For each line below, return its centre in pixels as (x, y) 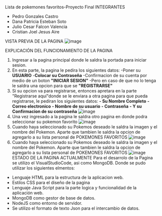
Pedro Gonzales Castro (35, 16)
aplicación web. (28, 193)
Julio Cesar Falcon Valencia (40, 27)
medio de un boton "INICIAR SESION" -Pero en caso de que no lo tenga (84, 80)
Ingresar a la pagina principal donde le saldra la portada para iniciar (79, 60)
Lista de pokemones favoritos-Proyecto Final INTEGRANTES (65, 7)
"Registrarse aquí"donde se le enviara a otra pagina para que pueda (80, 96)
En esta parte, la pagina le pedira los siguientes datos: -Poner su (76, 70)
